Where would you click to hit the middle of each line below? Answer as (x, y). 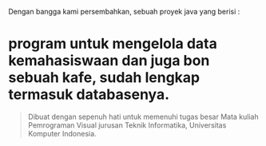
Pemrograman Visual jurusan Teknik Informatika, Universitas (127, 125)
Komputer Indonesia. (62, 133)
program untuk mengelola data (113, 44)
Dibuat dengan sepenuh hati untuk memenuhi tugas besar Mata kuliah (143, 116)
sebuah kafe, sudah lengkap (104, 78)
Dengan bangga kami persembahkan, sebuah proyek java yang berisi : (124, 12)
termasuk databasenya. (89, 95)
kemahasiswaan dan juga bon (109, 61)
